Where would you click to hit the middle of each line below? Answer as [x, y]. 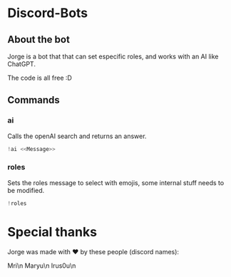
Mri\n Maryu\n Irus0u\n [42, 266]
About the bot [38, 40]
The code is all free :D [40, 78]
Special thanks [52, 232]
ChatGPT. [21, 64]
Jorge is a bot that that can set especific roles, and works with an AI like [113, 56]
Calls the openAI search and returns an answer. [77, 136]
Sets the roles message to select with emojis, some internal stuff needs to [116, 182]
